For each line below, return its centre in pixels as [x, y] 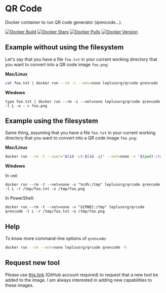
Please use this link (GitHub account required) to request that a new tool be [82, 275]
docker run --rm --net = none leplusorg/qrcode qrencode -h [66, 248]
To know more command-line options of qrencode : [56, 238]
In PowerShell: [20, 198]
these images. [20, 285]
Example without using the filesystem [64, 47]
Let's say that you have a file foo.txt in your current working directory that [81, 59]
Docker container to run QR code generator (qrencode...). [64, 22]
